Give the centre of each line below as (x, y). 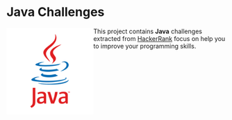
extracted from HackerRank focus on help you (159, 38)
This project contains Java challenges (148, 31)
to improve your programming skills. (145, 46)
